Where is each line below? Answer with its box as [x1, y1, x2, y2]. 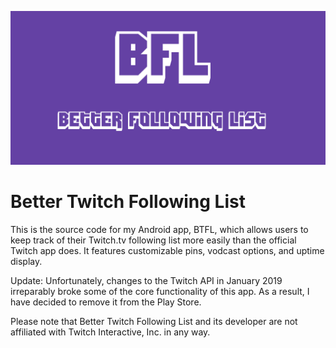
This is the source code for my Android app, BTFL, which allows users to [10, 224, 309, 236]
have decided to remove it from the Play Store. [10, 296, 202, 308]
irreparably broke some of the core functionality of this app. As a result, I [10, 286, 310, 298]
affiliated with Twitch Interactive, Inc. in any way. [10, 326, 211, 338]
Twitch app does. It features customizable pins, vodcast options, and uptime [10, 245, 325, 257]
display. [10, 256, 43, 268]
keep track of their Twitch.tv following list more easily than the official [10, 234, 297, 246]
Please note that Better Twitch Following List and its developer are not [10, 316, 298, 328]
